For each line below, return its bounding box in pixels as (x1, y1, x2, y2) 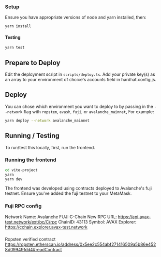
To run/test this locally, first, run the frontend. (5, 144, 95, 150)
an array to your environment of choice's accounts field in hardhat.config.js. (5, 77, 156, 83)
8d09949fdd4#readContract (5, 246, 62, 252)
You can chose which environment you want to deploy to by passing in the (5, 103, 153, 109)
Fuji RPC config (5, 203, 42, 209)
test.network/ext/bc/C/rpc (5, 219, 57, 224)
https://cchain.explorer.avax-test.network (5, 224, 88, 230)
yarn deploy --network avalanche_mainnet (5, 118, 90, 123)
